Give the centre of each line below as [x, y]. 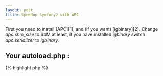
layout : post [19, 10]
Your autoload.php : [38, 55]
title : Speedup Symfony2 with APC [42, 15]
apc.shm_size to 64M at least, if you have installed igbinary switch [75, 34]
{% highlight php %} [27, 68]
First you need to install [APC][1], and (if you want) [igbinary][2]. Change [82, 29]
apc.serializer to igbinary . [32, 40]
